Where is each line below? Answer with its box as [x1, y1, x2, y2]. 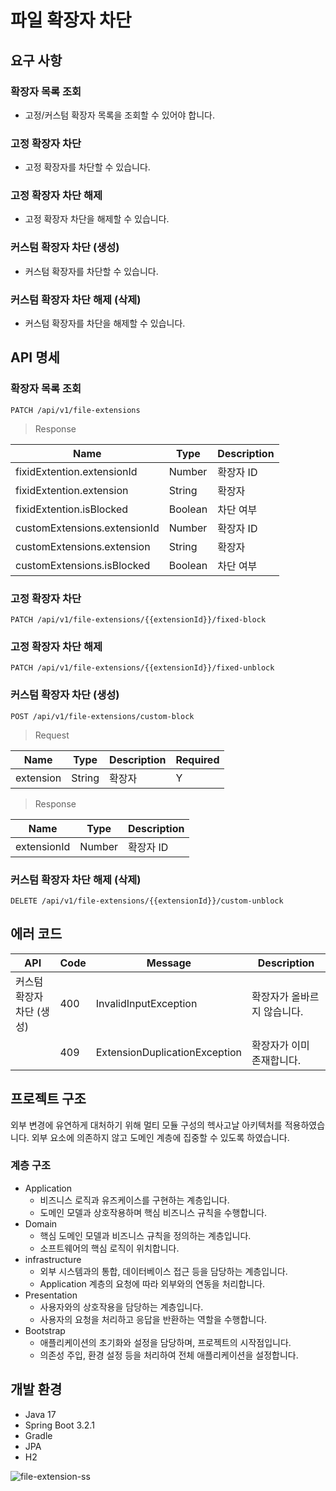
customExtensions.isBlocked [15, 558, 151, 572]
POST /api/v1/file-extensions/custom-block [10, 711, 195, 721]
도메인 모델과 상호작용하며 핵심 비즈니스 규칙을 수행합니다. [39, 1206, 268, 1218]
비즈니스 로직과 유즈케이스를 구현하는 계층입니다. [39, 1194, 230, 1206]
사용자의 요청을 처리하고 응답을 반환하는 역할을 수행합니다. [39, 1313, 268, 1325]
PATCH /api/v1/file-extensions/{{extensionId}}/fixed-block [10, 615, 267, 625]
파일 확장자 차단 [10, 9, 132, 32]
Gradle [24, 1429, 53, 1441]
